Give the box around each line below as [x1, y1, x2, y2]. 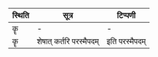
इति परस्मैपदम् [106, 36, 146, 46]
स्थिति [12, 10, 29, 20]
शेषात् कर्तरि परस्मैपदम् [36, 36, 100, 46]
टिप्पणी [116, 10, 136, 20]
